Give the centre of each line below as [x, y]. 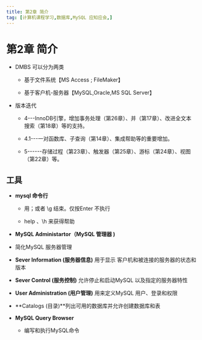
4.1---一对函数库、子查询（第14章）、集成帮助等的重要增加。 [98, 139]
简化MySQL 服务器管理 [43, 247]
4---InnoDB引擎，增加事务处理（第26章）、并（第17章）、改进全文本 [108, 118]
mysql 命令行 [31, 196]
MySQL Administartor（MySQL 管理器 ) [65, 234]
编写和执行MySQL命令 [52, 330]
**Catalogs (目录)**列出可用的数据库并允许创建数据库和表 [88, 306]
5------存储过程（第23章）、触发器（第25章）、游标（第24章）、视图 [107, 152]
